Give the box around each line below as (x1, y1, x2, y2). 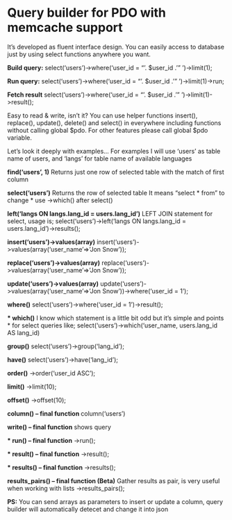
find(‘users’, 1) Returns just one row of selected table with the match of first (7, 168, 224, 176)
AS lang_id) (7, 328, 40, 336)
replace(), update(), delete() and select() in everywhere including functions (7, 118, 222, 127)
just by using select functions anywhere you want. (7, 50, 151, 58)
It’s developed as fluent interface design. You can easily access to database (7, 42, 224, 51)
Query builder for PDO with (7, 5, 167, 21)
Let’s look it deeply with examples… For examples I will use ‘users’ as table (7, 147, 221, 155)
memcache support (7, 19, 123, 35)
